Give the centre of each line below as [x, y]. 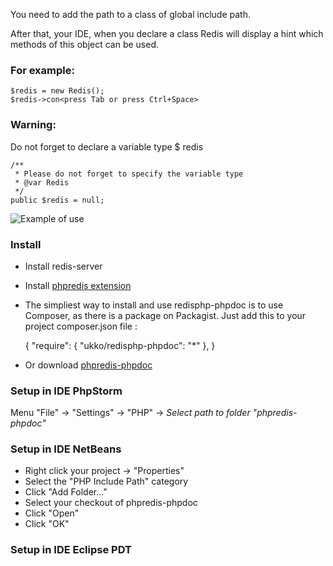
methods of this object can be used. [85, 44]
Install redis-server [63, 266]
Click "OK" [47, 524]
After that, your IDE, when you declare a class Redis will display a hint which [167, 33]
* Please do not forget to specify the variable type [129, 174]
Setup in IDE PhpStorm [66, 391]
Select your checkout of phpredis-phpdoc [111, 503]
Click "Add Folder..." [66, 492]
